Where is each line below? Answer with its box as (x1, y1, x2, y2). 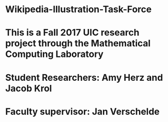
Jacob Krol (5, 82, 52, 94)
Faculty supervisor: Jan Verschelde (5, 106, 160, 117)
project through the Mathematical (5, 38, 151, 49)
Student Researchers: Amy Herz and (5, 72, 163, 83)
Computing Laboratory (5, 48, 104, 60)
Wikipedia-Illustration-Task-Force (5, 4, 152, 15)
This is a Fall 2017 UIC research (5, 27, 139, 39)
